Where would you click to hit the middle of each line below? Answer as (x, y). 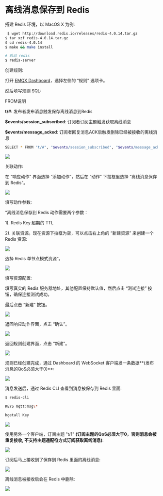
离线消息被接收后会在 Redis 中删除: (40, 479)
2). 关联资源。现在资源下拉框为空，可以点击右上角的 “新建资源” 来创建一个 (79, 233)
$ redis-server (20, 60)
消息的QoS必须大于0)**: (30, 369)
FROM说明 (16, 101)
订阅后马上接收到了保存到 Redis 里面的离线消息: (53, 460)
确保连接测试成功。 (33, 295)
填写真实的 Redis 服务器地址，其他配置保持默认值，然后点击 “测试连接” (76, 288)
